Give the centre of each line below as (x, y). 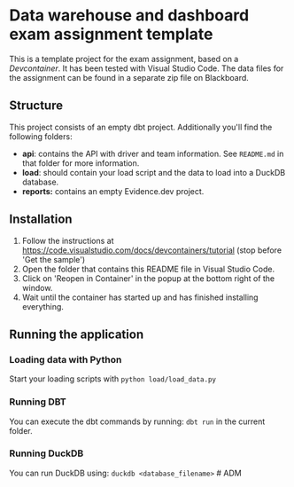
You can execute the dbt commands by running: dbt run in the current (137, 421)
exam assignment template (111, 34)
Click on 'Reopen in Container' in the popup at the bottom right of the (148, 278)
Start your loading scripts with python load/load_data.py (113, 379)
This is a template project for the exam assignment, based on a (124, 59)
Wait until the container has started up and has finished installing (140, 297)
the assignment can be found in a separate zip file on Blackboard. (129, 77)
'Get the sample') (54, 259)
